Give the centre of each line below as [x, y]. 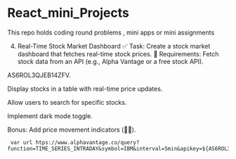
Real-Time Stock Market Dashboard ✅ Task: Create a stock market [114, 46]
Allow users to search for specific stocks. [67, 102]
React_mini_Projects [68, 13]
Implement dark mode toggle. [50, 116]
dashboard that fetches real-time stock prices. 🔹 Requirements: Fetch [118, 53]
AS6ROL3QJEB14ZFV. [39, 75]
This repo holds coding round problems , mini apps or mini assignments [111, 32]
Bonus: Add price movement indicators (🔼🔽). [72, 129]
